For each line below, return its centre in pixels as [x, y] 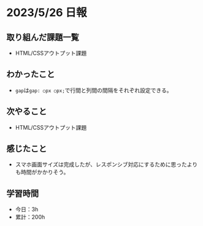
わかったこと [31, 74]
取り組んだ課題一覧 [43, 37]
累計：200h [30, 217]
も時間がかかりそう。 [42, 172]
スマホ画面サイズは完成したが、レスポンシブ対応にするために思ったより [106, 165]
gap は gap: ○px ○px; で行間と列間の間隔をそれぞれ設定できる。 [94, 90]
